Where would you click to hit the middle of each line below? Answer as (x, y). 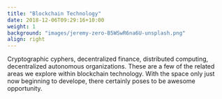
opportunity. (25, 89)
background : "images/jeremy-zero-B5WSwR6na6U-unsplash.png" (97, 33)
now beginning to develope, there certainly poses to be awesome (101, 81)
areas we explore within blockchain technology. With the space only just (111, 74)
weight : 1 (22, 26)
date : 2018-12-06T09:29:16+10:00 (56, 20)
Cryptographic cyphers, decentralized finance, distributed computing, (108, 59)
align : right (26, 39)
